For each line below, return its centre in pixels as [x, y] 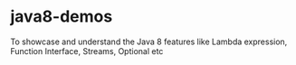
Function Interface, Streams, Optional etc [87, 51]
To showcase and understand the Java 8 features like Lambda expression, [149, 42]
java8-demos [62, 17]
